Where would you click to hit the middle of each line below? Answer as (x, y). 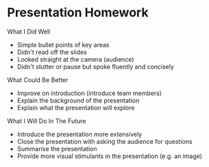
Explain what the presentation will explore (76, 107)
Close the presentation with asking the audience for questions (105, 141)
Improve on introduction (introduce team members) (89, 93)
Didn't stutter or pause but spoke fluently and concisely (96, 66)
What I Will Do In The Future (47, 120)
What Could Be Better (38, 79)
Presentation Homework (78, 13)
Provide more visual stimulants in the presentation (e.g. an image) (110, 156)
